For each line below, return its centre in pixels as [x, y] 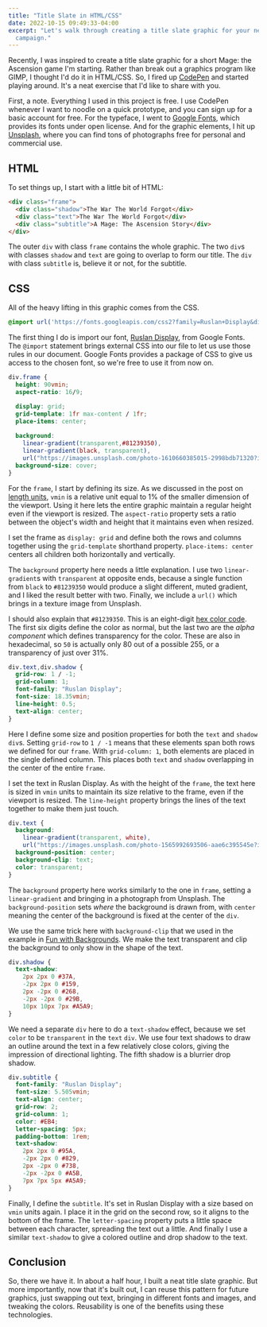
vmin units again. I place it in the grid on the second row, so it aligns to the [129, 1212]
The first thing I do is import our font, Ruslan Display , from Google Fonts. [127, 338]
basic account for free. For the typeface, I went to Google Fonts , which [124, 118]
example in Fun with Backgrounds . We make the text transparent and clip [128, 939]
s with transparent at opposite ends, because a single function [139, 578]
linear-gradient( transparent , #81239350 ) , [92, 443]
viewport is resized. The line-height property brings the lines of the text [127, 800]
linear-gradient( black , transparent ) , [87, 451]
